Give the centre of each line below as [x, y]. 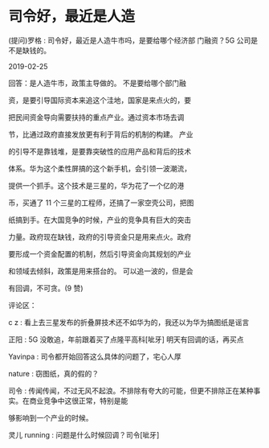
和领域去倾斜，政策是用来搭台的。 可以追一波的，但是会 [101, 271]
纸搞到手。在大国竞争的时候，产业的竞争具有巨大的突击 [100, 220]
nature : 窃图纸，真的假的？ [54, 373]
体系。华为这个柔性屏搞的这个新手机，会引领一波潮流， [100, 168]
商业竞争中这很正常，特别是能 [79, 401]
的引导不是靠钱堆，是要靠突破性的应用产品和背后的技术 [100, 151]
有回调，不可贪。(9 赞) [46, 288]
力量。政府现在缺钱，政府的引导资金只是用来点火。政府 [100, 236]
